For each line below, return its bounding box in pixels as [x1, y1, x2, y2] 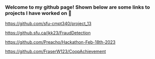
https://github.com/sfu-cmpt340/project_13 [5, 21, 92, 26]
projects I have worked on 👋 [5, 10, 72, 16]
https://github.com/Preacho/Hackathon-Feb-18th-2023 [5, 39, 116, 45]
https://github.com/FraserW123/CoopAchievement [5, 48, 106, 54]
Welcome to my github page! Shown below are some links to [5, 4, 150, 11]
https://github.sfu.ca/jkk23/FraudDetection [5, 30, 91, 36]
